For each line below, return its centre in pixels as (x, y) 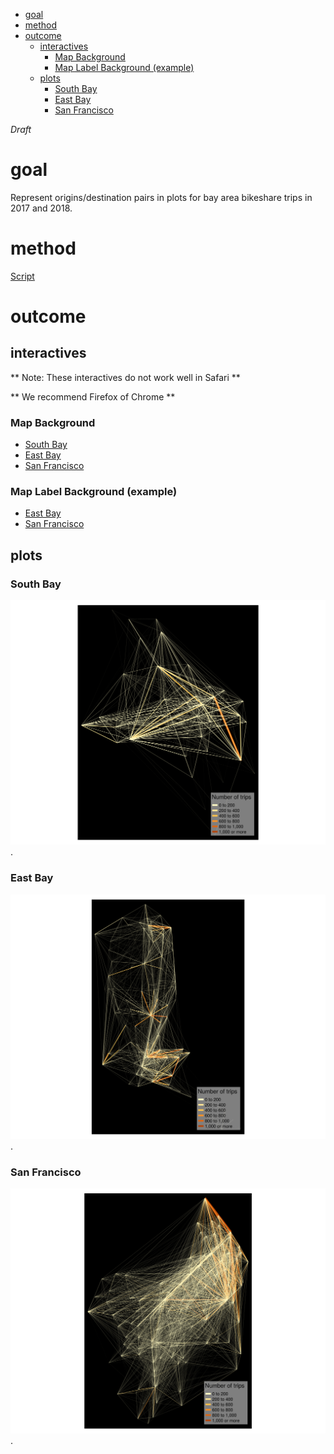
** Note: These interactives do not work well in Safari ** (125, 377)
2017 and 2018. (41, 208)
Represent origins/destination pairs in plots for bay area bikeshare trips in (161, 197)
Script (22, 276)
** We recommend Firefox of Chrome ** (93, 396)
